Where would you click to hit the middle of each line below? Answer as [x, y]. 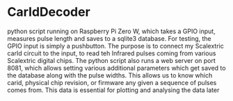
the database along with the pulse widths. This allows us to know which [110, 75]
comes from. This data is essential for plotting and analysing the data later [113, 90]
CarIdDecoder [49, 12]
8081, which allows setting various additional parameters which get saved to [116, 68]
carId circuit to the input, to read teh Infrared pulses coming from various [112, 53]
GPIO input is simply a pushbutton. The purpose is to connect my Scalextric [115, 46]
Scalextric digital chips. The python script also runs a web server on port [111, 60]
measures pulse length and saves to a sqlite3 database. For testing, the [109, 38]
